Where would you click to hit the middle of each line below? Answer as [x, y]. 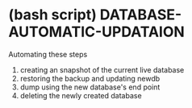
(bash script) [52, 15]
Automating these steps [48, 54]
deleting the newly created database [81, 95]
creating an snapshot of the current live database [102, 69]
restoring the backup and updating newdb [90, 78]
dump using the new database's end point [90, 87]
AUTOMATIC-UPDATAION [97, 32]
